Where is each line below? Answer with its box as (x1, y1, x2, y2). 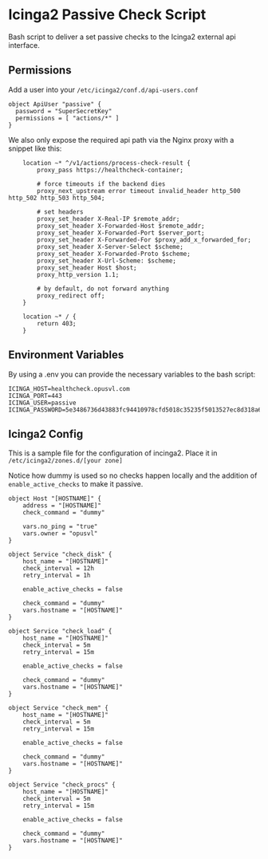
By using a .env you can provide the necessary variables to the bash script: (8, 369, 256, 379)
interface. (8, 40, 40, 49)
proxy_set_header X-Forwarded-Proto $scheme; (37, 250, 191, 258)
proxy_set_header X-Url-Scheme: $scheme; (37, 257, 177, 265)
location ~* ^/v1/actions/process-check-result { (22, 159, 191, 167)
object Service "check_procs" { (8, 781, 116, 789)
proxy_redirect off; (37, 291, 105, 300)
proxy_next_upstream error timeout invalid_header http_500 (37, 187, 241, 195)
